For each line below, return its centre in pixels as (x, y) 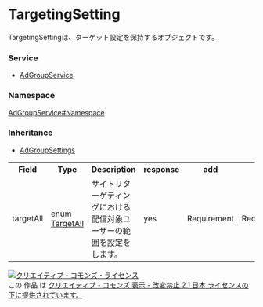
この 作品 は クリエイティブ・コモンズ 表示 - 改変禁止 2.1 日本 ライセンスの (128, 285)
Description (113, 169)
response (162, 169)
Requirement (211, 218)
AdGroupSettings (47, 150)
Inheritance (31, 133)
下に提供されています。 (46, 294)
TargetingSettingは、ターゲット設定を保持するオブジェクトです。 (113, 37)
